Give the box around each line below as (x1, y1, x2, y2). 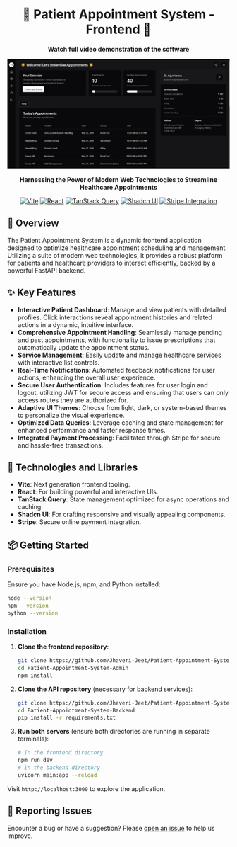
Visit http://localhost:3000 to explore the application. (7, 784, 166, 792)
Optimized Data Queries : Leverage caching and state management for (17, 418, 224, 427)
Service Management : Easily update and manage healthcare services (17, 351, 222, 359)
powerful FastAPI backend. (7, 266, 86, 275)
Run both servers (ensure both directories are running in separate (17, 727, 210, 736)
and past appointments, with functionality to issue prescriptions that (17, 336, 216, 344)
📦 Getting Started (7, 539, 90, 551)
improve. (7, 831, 33, 840)
